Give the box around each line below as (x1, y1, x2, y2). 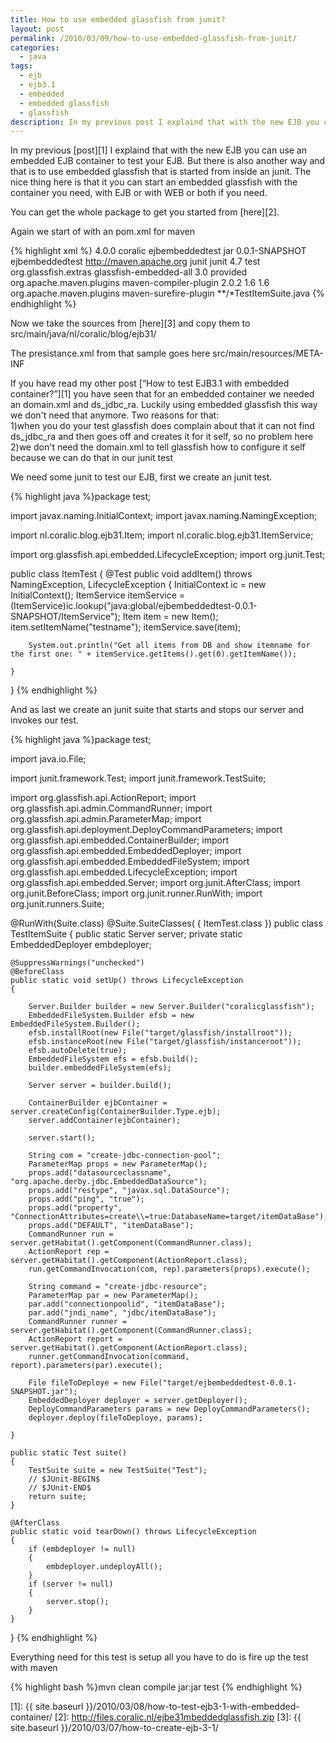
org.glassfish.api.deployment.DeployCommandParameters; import (10, 824, 283, 836)
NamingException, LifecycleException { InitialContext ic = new (10, 579, 267, 591)
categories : (10, 42, 60, 53)
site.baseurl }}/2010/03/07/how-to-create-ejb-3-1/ (10, 1722, 219, 1734)
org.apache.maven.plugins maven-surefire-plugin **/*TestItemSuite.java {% (10, 287, 325, 300)
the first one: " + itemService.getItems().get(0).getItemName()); (10, 649, 298, 660)
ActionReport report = (28, 1334, 123, 1345)
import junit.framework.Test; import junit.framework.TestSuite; (10, 772, 267, 785)
